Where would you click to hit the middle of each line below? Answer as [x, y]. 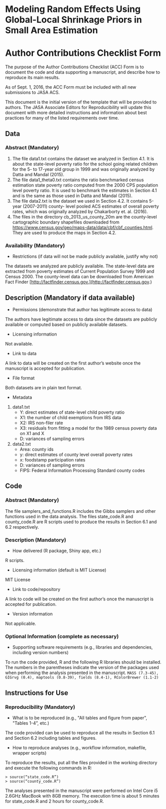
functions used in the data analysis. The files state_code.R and [69, 516]
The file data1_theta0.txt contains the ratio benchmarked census [78, 180]
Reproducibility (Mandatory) [40, 707]
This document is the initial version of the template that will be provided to [81, 102]
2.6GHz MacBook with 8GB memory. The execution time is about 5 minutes [82, 796]
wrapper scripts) [29, 753]
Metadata [22, 397]
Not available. [19, 344]
